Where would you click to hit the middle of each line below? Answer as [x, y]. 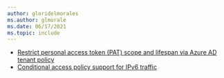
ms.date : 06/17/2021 [37, 26]
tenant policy [36, 60]
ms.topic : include [34, 33]
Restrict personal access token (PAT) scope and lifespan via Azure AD [117, 52]
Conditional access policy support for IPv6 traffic [87, 67]
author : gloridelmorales [43, 13]
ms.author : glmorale [37, 20]
